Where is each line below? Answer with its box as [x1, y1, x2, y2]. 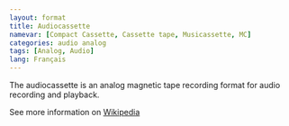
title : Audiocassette [9, 22, 91, 31]
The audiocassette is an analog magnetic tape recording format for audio [9, 80, 281, 90]
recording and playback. [9, 89, 100, 100]
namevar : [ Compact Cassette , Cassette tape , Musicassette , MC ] [9, 30, 252, 39]
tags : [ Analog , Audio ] [9, 47, 95, 56]
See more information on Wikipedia [9, 107, 140, 117]
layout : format [9, 13, 67, 22]
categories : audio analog [9, 38, 106, 48]
